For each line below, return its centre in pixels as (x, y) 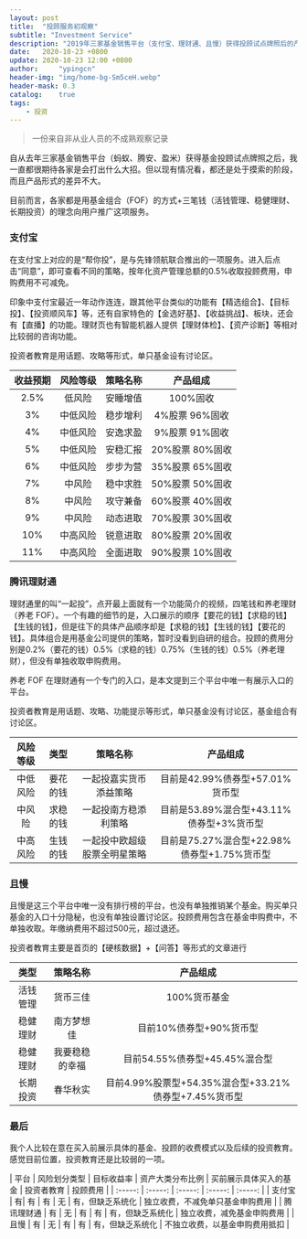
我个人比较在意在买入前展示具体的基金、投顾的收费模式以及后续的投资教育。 (153, 1148)
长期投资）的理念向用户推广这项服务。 (81, 212)
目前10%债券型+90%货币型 (198, 1028)
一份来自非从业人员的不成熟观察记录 (100, 139)
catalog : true (42, 94)
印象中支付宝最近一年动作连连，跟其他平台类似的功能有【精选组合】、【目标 (149, 302)
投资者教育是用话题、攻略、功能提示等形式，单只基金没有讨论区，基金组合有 (153, 710)
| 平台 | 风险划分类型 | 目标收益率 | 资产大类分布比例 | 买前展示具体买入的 (146, 1179)
